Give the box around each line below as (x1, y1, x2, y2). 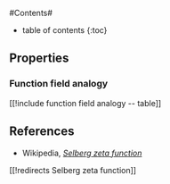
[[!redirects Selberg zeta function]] (9, 164, 136, 175)
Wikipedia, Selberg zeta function (21, 147, 142, 158)
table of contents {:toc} (21, 25, 108, 35)
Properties (9, 51, 69, 66)
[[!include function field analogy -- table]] (9, 97, 162, 108)
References (9, 124, 75, 139)
